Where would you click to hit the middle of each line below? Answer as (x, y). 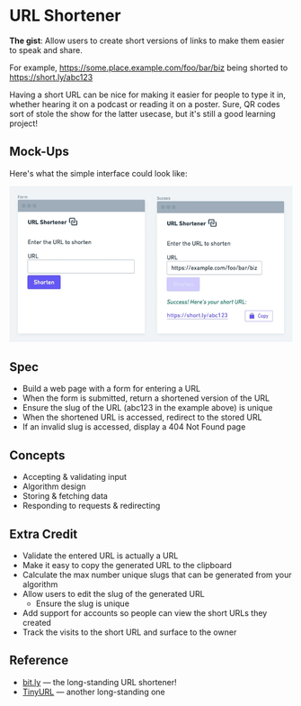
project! (24, 123)
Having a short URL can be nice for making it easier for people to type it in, (147, 95)
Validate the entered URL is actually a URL (100, 556)
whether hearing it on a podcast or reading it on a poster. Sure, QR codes (145, 104)
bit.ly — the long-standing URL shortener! (99, 682)
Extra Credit (44, 534)
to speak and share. (46, 50)
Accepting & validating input (75, 477)
